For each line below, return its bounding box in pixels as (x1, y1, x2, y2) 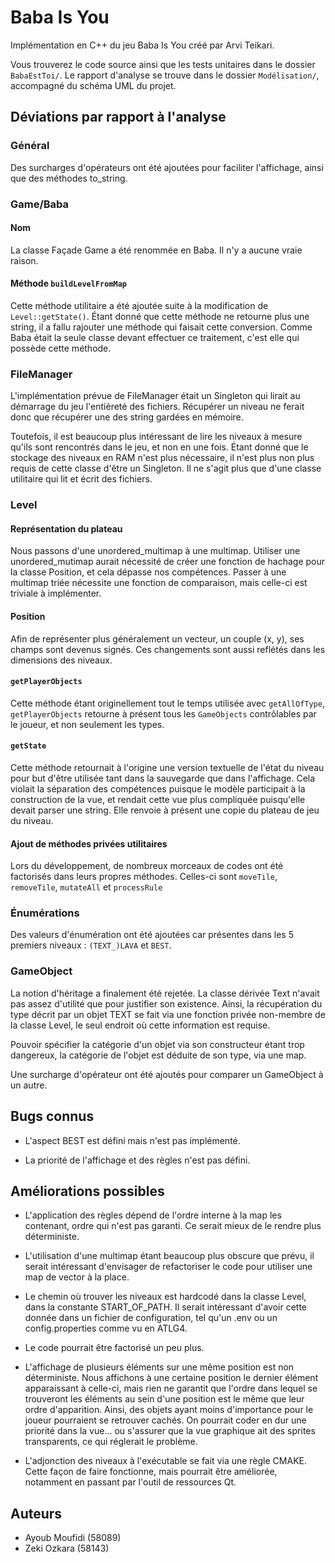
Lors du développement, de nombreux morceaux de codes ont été (10, 860, 284, 872)
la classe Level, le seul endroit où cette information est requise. (10, 1019, 271, 1031)
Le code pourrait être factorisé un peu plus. (24, 1342, 205, 1354)
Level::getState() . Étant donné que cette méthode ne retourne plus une (10, 310, 310, 322)
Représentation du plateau (10, 522, 123, 535)
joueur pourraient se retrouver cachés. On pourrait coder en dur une (24, 1414, 307, 1426)
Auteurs (10, 1505, 63, 1522)
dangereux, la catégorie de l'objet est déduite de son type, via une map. (10, 1049, 307, 1061)
